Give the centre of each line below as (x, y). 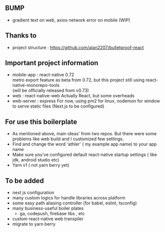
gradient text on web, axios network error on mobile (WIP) (71, 20)
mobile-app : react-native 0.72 (43, 75)
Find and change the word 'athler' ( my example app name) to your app (84, 144)
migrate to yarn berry (34, 224)
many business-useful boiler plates (48, 208)
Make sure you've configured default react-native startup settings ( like (84, 155)
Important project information (52, 63)
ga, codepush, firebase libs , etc (52, 214)
